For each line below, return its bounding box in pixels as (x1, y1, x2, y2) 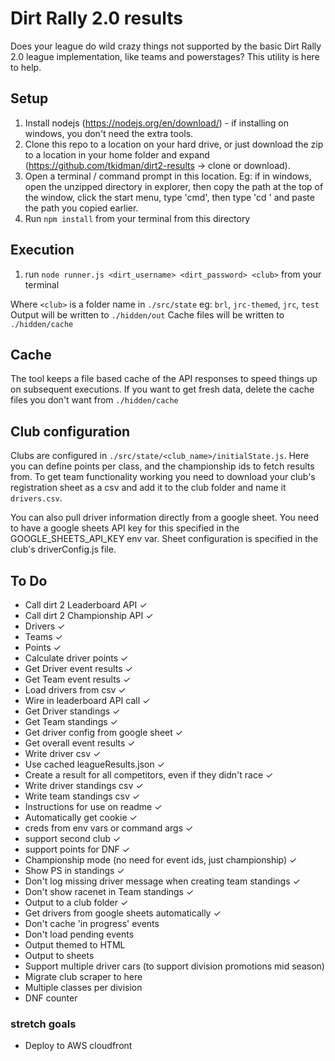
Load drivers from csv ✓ (24, 684, 127, 696)
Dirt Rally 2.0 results (10, 7, 184, 30)
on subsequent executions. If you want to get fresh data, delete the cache (10, 383, 315, 396)
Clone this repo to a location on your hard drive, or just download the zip (24, 138, 324, 150)
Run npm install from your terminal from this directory (24, 212, 251, 224)
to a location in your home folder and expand (24, 148, 210, 161)
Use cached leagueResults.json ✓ (24, 758, 166, 770)
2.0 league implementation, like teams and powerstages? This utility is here (10, 50, 320, 62)
